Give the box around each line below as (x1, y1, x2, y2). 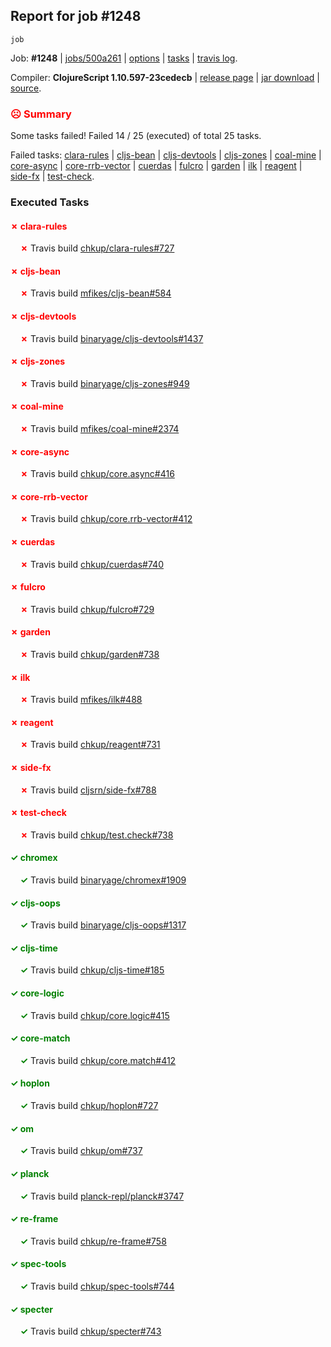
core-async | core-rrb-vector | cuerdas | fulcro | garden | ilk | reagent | (10, 160, 303, 172)
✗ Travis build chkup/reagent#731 (19, 739, 161, 751)
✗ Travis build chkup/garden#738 (19, 649, 160, 661)
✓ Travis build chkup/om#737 (19, 1145, 143, 1157)
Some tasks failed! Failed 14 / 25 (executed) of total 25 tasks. (10, 130, 262, 142)
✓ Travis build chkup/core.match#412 (19, 1054, 177, 1066)
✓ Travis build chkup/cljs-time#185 (19, 964, 165, 976)
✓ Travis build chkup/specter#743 (19, 1325, 162, 1338)
